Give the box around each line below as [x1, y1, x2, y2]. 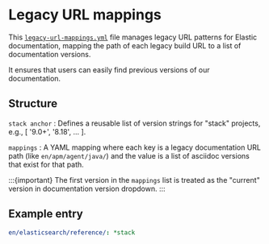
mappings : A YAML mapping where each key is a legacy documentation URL [8, 143, 261, 152]
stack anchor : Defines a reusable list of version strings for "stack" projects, [8, 118, 261, 128]
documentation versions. [8, 49, 91, 59]
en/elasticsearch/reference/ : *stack [8, 228, 136, 237]
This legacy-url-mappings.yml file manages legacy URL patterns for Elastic [8, 32, 258, 42]
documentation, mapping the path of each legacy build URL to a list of [8, 40, 242, 50]
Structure [8, 97, 58, 110]
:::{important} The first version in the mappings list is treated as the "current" [8, 175, 260, 184]
